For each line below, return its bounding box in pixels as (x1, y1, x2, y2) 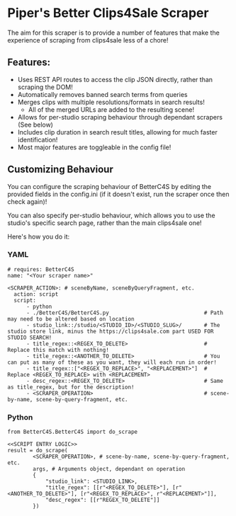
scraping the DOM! (17, 83, 73, 91)
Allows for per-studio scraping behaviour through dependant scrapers (17, 113, 223, 121)
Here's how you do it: (7, 232, 70, 241)
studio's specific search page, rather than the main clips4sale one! (7, 218, 202, 227)
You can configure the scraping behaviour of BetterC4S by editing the (7, 182, 212, 190)
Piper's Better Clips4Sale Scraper (7, 5, 209, 21)
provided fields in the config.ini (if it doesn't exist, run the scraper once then (7, 190, 230, 198)
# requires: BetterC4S (7, 265, 74, 273)
